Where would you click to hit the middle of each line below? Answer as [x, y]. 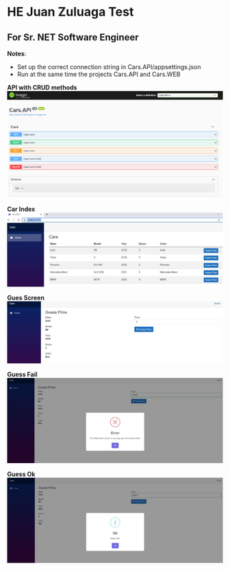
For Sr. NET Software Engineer [73, 37]
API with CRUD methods [42, 87]
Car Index [21, 209]
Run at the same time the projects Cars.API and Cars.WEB [99, 74]
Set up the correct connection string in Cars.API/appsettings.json [109, 67]
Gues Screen [26, 297]
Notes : [17, 53]
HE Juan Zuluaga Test [71, 12]
